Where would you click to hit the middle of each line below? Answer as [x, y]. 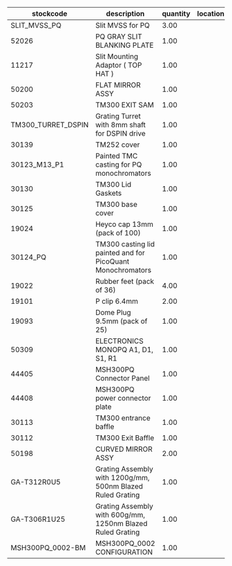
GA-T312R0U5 [36, 482]
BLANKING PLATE [125, 45]
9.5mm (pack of [122, 321]
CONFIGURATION [124, 552]
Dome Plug [113, 312]
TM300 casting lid [125, 244]
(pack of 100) [118, 233]
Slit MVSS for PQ [123, 25]
